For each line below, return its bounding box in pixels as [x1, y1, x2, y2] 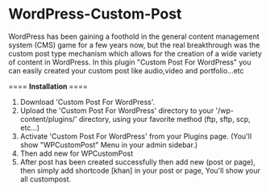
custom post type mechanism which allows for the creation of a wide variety [8, 48, 262, 58]
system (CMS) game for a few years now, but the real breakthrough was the [8, 40, 260, 49]
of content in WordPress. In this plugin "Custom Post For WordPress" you [8, 57, 251, 67]
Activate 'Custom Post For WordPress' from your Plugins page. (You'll [19, 131, 252, 141]
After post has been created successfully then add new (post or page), [19, 157, 256, 166]
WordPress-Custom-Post [8, 5, 182, 23]
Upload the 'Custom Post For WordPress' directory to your [19, 106, 214, 115]
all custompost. [19, 174, 72, 184]
